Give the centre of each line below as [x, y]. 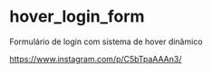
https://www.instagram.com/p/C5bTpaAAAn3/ [96, 59]
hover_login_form [77, 17]
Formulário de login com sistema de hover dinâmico [106, 41]
